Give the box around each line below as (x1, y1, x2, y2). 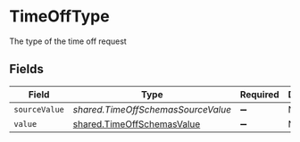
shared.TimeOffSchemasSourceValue (72, 103, 232, 115)
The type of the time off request (9, 36, 127, 46)
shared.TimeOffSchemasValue (72, 118, 201, 130)
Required (239, 88, 279, 100)
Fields (9, 62, 45, 77)
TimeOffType (9, 6, 110, 27)
